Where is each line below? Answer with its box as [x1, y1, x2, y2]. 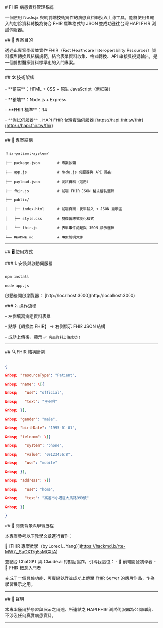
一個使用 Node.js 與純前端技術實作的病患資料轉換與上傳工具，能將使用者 [5, 15, 150, 20]
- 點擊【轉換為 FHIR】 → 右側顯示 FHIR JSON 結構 [5, 323, 106, 329]
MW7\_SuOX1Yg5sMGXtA [5, 548, 57, 555]
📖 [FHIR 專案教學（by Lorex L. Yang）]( [5, 543, 81, 549]
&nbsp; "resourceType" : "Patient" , [5, 373, 77, 378]
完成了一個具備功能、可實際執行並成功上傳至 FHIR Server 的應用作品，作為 [5, 575, 155, 581]
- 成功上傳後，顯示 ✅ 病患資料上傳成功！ [5, 334, 81, 339]
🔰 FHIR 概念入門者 [5, 565, 41, 571]
